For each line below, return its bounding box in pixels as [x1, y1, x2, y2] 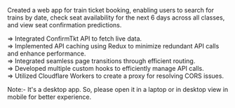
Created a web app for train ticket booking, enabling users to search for [7, 6, 215, 14]
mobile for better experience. [7, 93, 92, 101]
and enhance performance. [7, 49, 86, 58]
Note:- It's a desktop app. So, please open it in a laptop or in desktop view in [7, 86, 229, 93]
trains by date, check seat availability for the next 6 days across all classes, [7, 13, 225, 22]
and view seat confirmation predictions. [7, 21, 122, 29]
